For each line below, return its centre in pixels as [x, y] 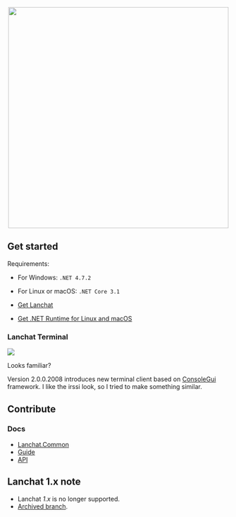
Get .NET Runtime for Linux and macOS [75, 318]
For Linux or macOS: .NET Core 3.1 [69, 291]
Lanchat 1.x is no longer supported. [69, 499]
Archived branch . [43, 506]
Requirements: [28, 263]
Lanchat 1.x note [44, 482]
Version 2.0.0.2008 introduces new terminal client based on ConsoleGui [112, 379]
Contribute [32, 409]
